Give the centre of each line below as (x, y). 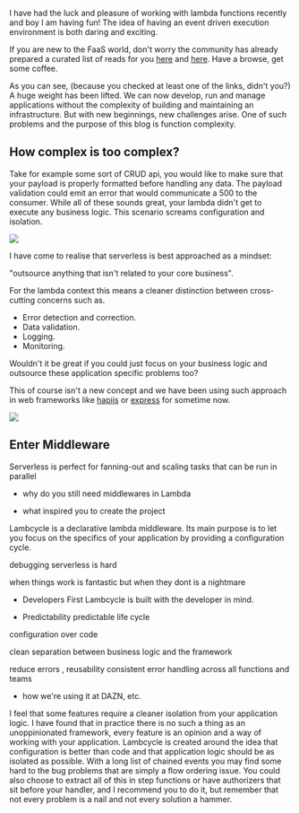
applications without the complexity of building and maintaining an (132, 105)
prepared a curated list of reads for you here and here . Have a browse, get (146, 59)
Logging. (38, 337)
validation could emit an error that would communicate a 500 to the (133, 193)
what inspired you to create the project (94, 511)
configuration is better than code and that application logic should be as (142, 751)
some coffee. (34, 68)
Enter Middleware (60, 445)
